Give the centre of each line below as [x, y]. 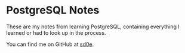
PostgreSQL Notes [53, 10]
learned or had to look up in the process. [56, 32]
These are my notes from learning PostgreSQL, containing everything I [93, 26]
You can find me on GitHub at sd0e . [50, 44]
